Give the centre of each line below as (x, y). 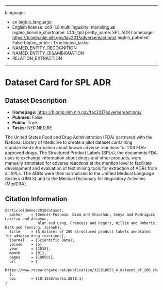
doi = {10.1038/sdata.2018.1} (46, 278)
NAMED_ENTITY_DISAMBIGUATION (48, 53)
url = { (24, 261)
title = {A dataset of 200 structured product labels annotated (80, 232)
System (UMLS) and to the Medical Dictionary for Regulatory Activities (75, 179)
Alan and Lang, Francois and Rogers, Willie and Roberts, (98, 223)
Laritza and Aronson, (27, 219)
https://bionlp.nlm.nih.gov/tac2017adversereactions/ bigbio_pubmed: (81, 38)
